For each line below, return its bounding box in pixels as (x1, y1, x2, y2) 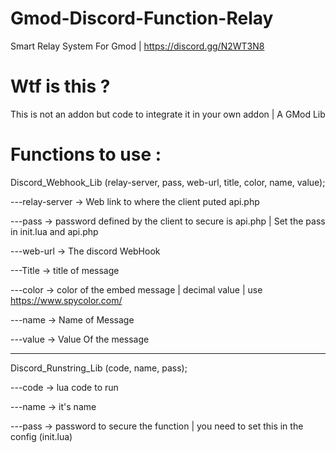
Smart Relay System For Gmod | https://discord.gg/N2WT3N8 (10, 40, 265, 52)
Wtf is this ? (10, 75, 111, 98)
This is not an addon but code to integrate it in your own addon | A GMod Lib (10, 108, 326, 120)
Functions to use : (10, 143, 162, 166)
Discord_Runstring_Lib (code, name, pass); (10, 362, 188, 374)
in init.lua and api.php (10, 225, 99, 237)
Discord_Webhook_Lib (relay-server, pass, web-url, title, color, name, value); (10, 176, 326, 188)
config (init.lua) (10, 430, 73, 442)
